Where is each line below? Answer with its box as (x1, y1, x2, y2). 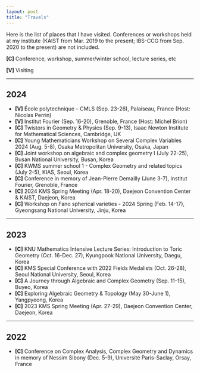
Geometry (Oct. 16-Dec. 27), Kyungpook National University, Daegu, (14, 252, 183, 259)
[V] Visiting (6, 66, 34, 73)
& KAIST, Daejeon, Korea (14, 194, 76, 201)
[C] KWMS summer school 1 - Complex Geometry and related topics (14, 162, 183, 170)
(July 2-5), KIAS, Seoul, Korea (14, 168, 89, 176)
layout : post (6, 8, 39, 15)
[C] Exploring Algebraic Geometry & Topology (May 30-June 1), (14, 290, 171, 297)
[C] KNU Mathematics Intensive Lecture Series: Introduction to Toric (14, 245, 183, 253)
